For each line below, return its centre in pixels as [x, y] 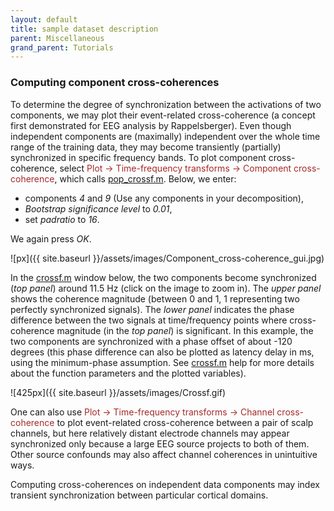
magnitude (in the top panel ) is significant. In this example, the [185, 330]
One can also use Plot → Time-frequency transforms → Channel [142, 412]
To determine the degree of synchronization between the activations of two [166, 104]
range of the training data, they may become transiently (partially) [146, 147]
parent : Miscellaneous [57, 38]
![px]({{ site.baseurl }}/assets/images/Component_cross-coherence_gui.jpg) [167, 258]
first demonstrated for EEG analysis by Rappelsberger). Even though [151, 125]
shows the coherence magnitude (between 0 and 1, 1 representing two [155, 298]
